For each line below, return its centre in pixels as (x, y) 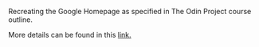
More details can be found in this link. (70, 35)
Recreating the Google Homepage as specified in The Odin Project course (130, 11)
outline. (21, 20)
